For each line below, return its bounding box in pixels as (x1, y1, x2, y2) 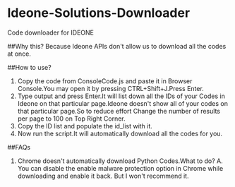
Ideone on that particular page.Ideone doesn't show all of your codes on (17, 99, 228, 107)
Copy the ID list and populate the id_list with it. (17, 121, 153, 130)
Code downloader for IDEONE (7, 28, 94, 37)
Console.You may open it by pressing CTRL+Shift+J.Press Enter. (17, 84, 205, 92)
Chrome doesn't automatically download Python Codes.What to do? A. (17, 157, 224, 165)
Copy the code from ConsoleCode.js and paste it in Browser (17, 76, 193, 85)
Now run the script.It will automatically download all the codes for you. (17, 129, 223, 138)
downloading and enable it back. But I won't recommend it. (17, 171, 189, 180)
